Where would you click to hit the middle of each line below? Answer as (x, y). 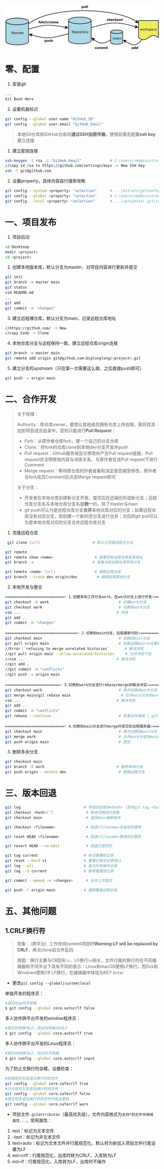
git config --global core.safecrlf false (48, 1094)
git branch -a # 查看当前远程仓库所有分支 (73, 562)
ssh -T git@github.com (28, 171)
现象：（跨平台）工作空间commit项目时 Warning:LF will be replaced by (87, 943)
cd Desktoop (17, 247)
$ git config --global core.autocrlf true (49, 1034)
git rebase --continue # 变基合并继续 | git (82, 716)
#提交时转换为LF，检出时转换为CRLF (36, 1028)
